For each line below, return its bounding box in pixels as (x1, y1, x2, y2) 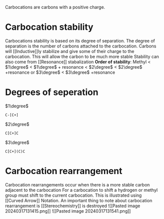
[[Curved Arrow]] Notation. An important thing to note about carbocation (5, 197, 153, 203)
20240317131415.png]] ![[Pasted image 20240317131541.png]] (5, 208, 131, 214)
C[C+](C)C (5, 149, 26, 154)
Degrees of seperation (5, 87, 98, 98)
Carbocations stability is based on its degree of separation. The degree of (5, 38, 155, 44)
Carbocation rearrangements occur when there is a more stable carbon (5, 181, 150, 187)
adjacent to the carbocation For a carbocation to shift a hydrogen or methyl (5, 187, 158, 193)
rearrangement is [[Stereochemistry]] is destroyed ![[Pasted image (5, 203, 140, 209)
